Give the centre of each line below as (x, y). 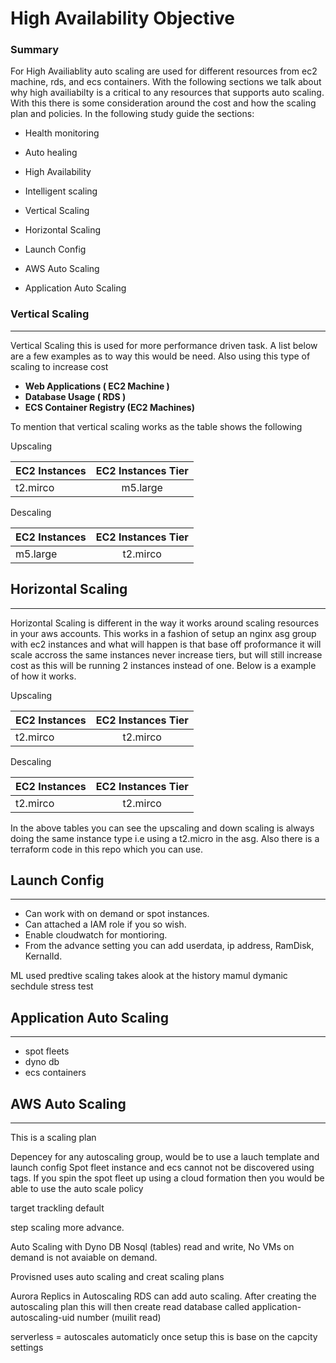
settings (27, 1348)
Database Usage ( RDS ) (75, 396)
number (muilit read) (119, 1318)
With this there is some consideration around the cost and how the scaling (163, 103)
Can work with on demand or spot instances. (117, 914)
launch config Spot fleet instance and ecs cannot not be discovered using (162, 1168)
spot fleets (47, 1051)
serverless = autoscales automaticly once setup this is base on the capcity (164, 1337)
